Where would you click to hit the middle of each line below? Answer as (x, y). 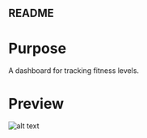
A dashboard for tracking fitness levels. (74, 71)
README (31, 13)
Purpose (38, 48)
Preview (36, 103)
